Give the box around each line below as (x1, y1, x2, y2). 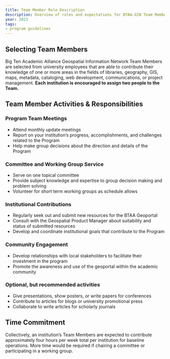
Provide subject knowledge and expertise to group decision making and (12, 177, 163, 184)
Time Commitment (5, 318, 65, 327)
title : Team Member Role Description (5, 7, 85, 13)
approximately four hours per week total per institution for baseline (5, 337, 145, 343)
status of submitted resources (12, 223, 75, 229)
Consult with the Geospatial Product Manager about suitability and (12, 218, 151, 224)
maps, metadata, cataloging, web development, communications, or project (5, 74, 163, 80)
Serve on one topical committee (12, 172, 79, 178)
